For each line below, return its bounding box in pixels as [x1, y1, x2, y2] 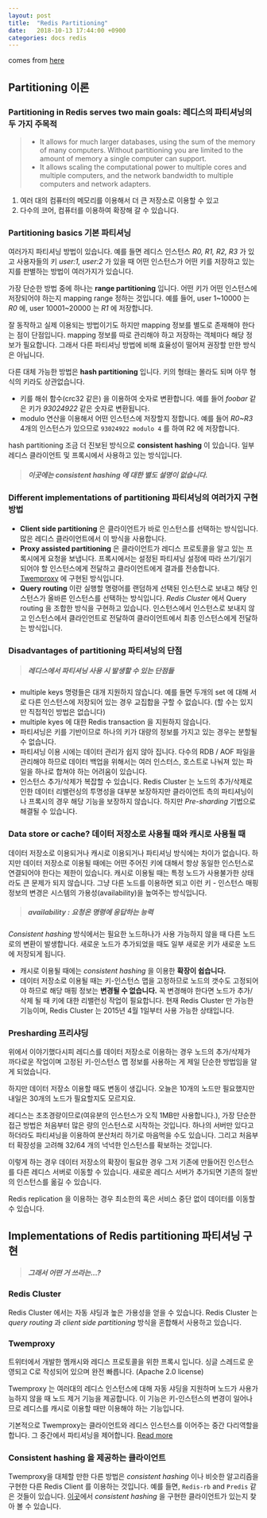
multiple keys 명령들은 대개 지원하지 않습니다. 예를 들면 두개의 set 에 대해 [19, 687, 249, 697]
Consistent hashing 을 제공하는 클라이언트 [8, 1452, 166, 1463]
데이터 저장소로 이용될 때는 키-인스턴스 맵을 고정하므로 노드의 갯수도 [19, 975, 232, 986]
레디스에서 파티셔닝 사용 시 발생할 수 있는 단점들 [27, 666, 175, 676]
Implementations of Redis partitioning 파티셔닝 [8, 1230, 241, 1243]
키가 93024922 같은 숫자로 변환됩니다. [28, 404, 150, 413]
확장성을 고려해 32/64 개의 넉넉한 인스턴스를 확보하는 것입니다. [16, 1140, 213, 1150]
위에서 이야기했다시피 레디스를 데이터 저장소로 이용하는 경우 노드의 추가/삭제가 [8, 1047, 251, 1057]
